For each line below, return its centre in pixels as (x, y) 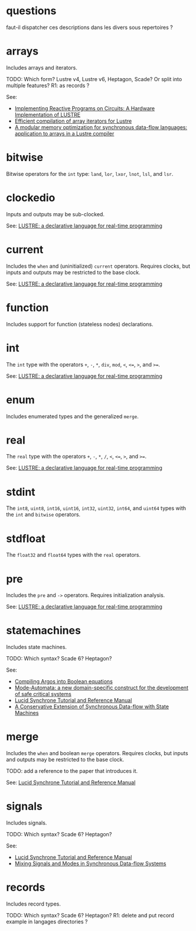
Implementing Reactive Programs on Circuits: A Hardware (85, 108)
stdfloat (26, 539)
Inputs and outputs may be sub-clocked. (55, 214)
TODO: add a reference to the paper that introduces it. (72, 771)
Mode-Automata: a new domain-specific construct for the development (102, 688)
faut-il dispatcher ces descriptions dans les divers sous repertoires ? (89, 27)
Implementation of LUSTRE (48, 114)
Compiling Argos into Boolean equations (64, 682)
